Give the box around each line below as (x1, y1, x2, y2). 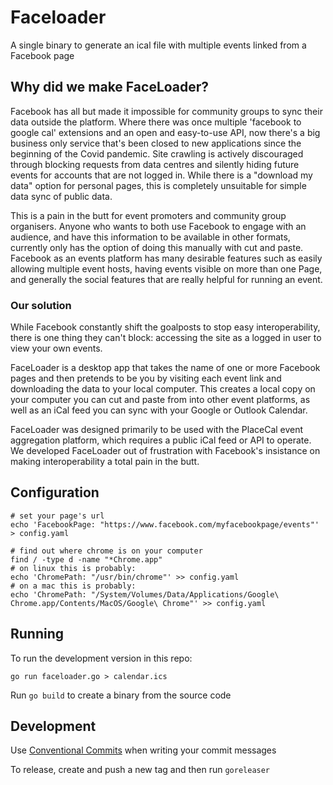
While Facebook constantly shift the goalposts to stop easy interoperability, (10, 321, 321, 333)
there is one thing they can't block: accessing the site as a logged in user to (10, 332, 322, 344)
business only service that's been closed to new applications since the (10, 137, 302, 149)
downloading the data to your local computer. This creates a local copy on (10, 383, 316, 395)
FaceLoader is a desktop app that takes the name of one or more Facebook (10, 362, 321, 374)
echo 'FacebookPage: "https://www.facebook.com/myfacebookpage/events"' (10, 519, 320, 530)
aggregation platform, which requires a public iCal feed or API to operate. (10, 434, 312, 446)
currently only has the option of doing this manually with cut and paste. (10, 241, 304, 253)
